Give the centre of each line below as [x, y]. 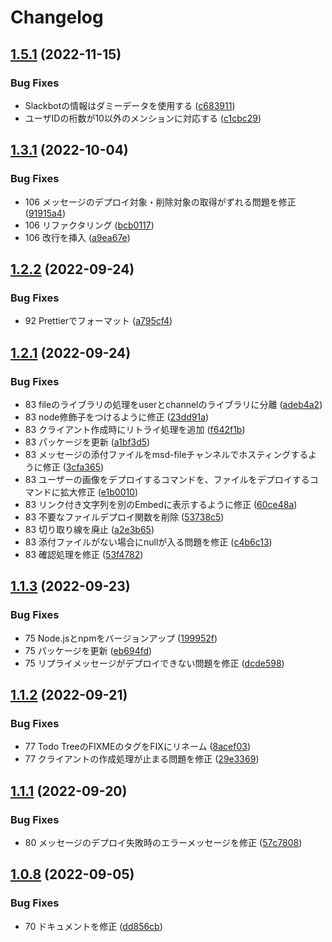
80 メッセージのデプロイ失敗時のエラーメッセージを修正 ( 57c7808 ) [163, 842]
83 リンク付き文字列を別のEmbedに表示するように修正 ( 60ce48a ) [161, 504]
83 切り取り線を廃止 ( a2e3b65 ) [89, 529]
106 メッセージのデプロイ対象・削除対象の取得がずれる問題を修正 [160, 202]
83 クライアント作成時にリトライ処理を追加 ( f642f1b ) [135, 429]
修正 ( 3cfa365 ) [73, 467]
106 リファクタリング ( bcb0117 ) [89, 225]
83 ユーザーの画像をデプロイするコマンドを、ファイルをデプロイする [167, 479]
